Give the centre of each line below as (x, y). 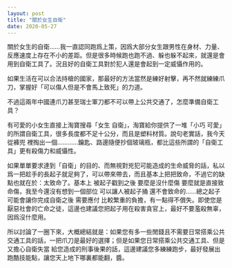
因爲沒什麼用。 (28, 217)
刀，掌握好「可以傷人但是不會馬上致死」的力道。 (77, 87)
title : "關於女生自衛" (37, 20)
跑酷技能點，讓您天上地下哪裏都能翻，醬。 (68, 258)
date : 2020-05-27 (32, 26)
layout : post (26, 13)
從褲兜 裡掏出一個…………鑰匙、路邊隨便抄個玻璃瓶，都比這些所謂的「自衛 (112, 143)
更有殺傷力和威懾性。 (49, 151)
